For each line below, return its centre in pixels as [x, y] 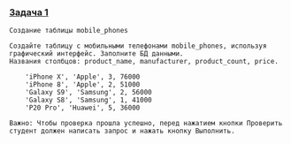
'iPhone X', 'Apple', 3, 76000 [83, 77]
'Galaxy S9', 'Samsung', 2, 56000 [88, 93]
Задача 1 [29, 12]
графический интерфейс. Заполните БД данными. [96, 54]
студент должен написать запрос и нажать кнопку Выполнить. [123, 131]
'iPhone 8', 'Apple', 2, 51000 [83, 85]
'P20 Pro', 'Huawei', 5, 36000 [83, 108]
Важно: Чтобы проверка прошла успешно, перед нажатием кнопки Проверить [146, 124]
